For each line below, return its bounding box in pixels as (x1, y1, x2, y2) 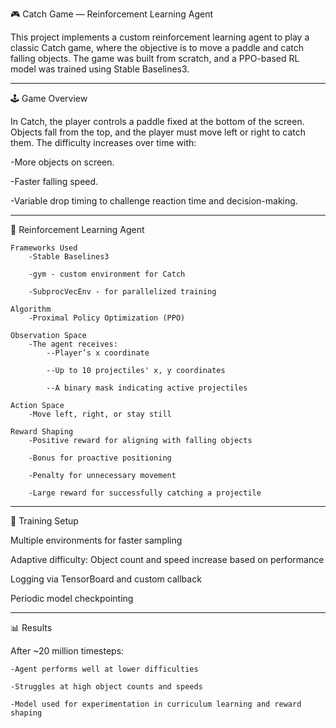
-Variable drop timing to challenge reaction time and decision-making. (10, 195, 298, 207)
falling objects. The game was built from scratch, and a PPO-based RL (10, 53, 300, 64)
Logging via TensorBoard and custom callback (10, 573, 202, 585)
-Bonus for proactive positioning (28, 453, 172, 463)
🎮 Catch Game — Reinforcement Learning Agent (10, 8, 214, 20)
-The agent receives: (28, 339, 118, 349)
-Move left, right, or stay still (28, 409, 172, 419)
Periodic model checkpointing (10, 593, 134, 604)
